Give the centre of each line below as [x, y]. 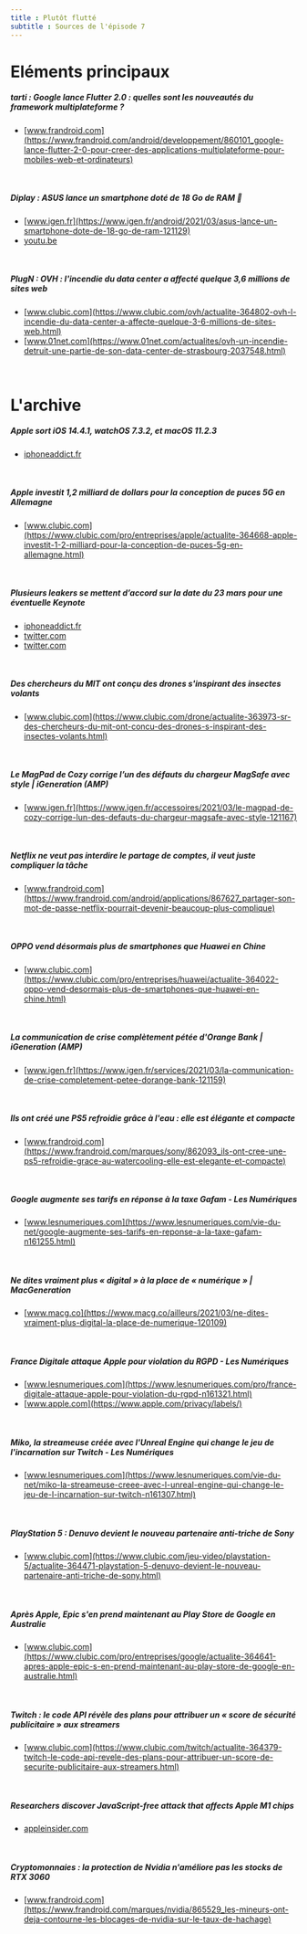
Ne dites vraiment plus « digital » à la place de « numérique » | [132, 1281]
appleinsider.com [56, 1829]
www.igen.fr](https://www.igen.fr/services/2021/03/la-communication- [160, 1070]
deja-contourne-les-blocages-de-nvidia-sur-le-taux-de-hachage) [147, 1919]
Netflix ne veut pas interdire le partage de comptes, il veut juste [133, 856]
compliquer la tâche [50, 865]
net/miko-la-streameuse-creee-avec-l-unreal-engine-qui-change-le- [154, 1485]
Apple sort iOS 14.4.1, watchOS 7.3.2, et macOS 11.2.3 [114, 431]
